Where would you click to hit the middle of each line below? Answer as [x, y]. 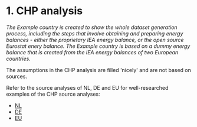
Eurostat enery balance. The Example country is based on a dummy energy [98, 46]
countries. [18, 58]
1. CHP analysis [45, 11]
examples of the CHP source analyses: [53, 94]
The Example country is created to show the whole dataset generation [92, 27]
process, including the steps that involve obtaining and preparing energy [95, 33]
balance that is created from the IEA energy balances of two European [92, 52]
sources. [17, 76]
